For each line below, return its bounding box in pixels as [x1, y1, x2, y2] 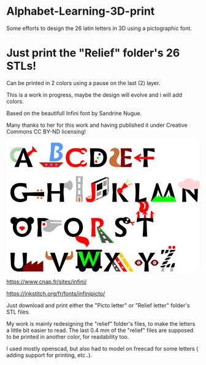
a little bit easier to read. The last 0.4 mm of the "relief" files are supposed [6, 326, 194, 334]
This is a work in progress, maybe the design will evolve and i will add [6, 91, 183, 99]
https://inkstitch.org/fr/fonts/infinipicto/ [6, 290, 105, 297]
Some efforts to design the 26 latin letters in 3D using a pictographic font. [6, 24, 192, 32]
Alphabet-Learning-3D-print [6, 4, 155, 18]
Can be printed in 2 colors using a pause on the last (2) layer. [6, 79, 161, 86]
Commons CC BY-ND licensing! [6, 127, 86, 135]
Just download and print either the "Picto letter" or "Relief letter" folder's [6, 301, 190, 309]
